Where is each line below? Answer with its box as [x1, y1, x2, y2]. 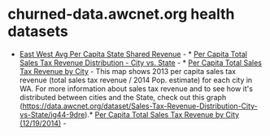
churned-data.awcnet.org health [7, 5, 235, 24]
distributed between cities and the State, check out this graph [19, 92, 227, 102]
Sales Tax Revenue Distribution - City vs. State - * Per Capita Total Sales [19, 58, 262, 68]
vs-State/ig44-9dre [19, 109, 85, 119]
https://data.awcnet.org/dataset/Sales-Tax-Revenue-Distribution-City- [22, 101, 258, 111]
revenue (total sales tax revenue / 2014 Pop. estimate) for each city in [19, 75, 253, 85]
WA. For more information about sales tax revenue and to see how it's [19, 83, 254, 94]
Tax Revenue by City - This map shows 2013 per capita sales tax [19, 66, 237, 76]
